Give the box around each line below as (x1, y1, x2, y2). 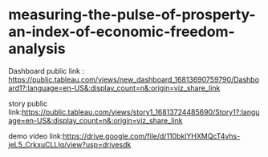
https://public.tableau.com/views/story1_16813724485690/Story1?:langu (21, 107, 260, 117)
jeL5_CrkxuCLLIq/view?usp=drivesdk (8, 139, 132, 149)
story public (8, 99, 48, 108)
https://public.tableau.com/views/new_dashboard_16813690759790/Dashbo (8, 74, 259, 84)
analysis (8, 40, 66, 58)
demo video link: (8, 131, 63, 141)
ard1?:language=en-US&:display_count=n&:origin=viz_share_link (8, 83, 221, 93)
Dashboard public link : (8, 66, 84, 75)
